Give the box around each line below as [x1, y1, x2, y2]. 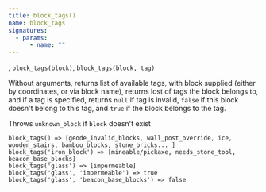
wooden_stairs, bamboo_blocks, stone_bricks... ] [8, 141, 176, 149]
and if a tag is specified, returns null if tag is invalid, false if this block [8, 95, 239, 105]
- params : [15, 33, 48, 42]
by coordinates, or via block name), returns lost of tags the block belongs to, [8, 86, 259, 96]
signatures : [8, 26, 48, 34]
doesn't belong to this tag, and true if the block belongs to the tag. [8, 104, 226, 113]
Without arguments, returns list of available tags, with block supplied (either [8, 79, 256, 88]
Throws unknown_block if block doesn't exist [8, 119, 151, 129]
